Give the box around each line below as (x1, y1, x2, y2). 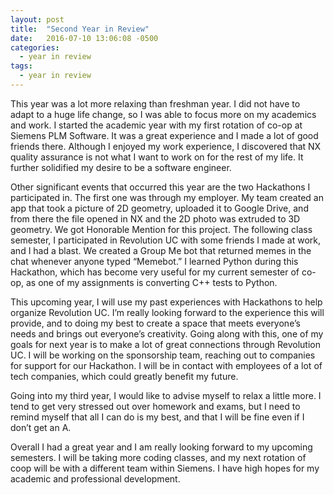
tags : (10, 61, 33, 71)
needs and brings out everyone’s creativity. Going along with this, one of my (10, 327, 324, 340)
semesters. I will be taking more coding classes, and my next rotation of (10, 451, 307, 463)
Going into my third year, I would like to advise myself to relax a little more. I (10, 389, 322, 401)
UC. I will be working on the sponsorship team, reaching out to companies (10, 349, 316, 361)
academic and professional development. (10, 472, 181, 485)
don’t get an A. (10, 421, 72, 433)
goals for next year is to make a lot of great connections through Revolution (10, 338, 322, 350)
